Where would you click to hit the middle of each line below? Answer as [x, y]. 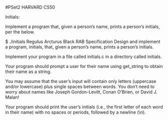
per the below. [20, 32]
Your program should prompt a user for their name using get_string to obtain [84, 66]
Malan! [12, 97]
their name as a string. [28, 71]
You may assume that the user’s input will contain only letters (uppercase [81, 81]
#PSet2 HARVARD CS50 [30, 7]
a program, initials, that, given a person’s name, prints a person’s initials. [79, 47]
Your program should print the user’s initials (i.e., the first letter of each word [84, 107]
